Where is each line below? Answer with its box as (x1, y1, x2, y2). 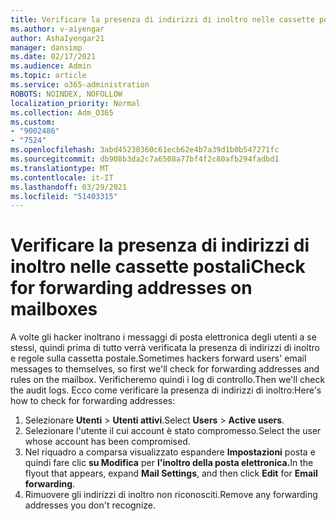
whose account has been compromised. (24, 436, 191, 448)
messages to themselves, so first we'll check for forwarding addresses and (10, 363, 320, 375)
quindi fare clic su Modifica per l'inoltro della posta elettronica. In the (24, 457, 314, 469)
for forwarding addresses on (10, 277, 253, 300)
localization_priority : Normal (10, 98, 141, 108)
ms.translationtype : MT (10, 163, 110, 173)
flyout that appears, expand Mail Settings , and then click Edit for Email (24, 467, 318, 480)
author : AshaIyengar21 (10, 33, 105, 43)
